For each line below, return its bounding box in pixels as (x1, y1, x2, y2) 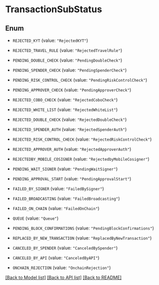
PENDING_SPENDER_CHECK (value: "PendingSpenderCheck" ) (12, 67, 127, 73)
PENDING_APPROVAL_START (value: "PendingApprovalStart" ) (12, 176, 132, 182)
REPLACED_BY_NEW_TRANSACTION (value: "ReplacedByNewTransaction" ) (12, 235, 152, 241)
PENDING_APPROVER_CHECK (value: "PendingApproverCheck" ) (12, 87, 132, 93)
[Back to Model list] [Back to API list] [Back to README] (5, 274, 122, 280)
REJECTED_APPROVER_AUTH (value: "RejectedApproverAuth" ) (12, 146, 132, 152)
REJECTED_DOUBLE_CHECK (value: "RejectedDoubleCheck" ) (12, 116, 127, 122)
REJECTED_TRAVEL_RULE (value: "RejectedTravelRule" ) (12, 47, 122, 53)
